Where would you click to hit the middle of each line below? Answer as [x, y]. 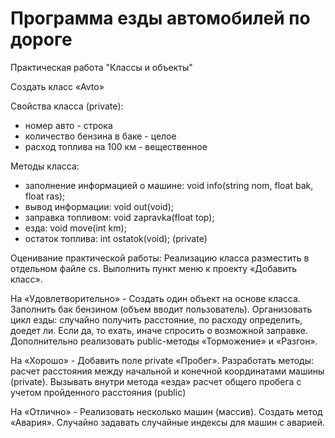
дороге [41, 39]
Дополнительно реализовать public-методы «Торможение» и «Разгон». [164, 341]
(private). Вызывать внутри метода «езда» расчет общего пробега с [156, 381]
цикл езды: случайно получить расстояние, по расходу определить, [156, 319]
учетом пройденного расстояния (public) [98, 392]
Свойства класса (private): [67, 106]
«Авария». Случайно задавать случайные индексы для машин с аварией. [168, 422]
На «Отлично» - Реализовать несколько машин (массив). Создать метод [166, 411]
